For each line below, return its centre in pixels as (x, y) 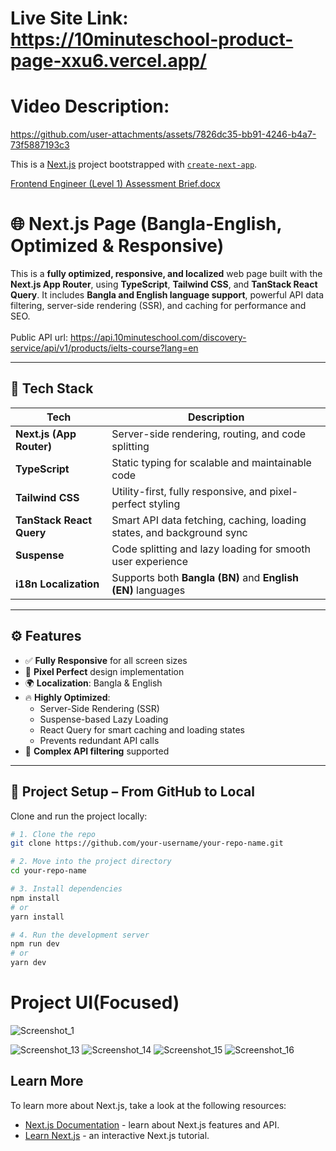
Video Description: (90, 106)
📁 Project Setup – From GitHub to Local (132, 792)
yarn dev (28, 963)
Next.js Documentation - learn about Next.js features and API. (152, 1124)
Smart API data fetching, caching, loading (209, 520)
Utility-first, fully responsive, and (189, 491)
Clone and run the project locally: (79, 816)
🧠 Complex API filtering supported (97, 751)
